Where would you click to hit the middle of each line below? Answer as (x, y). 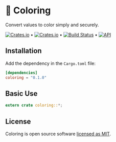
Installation (24, 51)
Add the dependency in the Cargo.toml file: (51, 63)
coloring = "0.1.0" (26, 77)
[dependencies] (21, 73)
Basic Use (21, 93)
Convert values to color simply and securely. (52, 25)
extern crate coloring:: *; (34, 105)
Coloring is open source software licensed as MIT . (58, 134)
